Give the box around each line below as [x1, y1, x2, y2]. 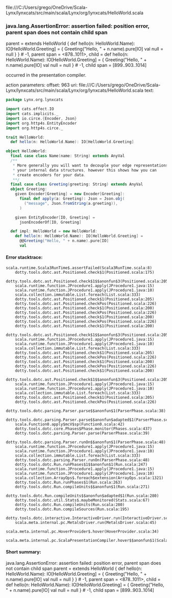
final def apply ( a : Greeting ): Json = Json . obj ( [19, 196, 125, 201]
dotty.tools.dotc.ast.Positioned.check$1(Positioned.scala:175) [15, 270, 155, 275]
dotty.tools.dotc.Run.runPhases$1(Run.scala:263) [15, 480, 123, 485]
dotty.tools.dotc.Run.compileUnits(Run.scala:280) [15, 503, 125, 508]
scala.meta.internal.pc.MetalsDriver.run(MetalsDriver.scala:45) [15, 520, 157, 525]
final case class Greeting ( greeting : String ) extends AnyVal [10, 182, 143, 187]
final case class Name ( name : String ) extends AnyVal [10, 153, 125, 159]
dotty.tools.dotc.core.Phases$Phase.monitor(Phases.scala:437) [15, 426, 153, 432]
